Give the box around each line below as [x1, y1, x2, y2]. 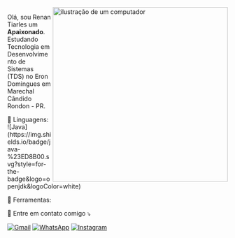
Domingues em [7, 80, 51, 88]
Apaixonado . [7, 28, 45, 36]
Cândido [7, 94, 32, 103]
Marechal [7, 87, 35, 95]
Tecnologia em [7, 43, 50, 51]
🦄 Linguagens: [7, 115, 49, 124]
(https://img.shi [7, 131, 51, 138]
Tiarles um [7, 20, 38, 29]
